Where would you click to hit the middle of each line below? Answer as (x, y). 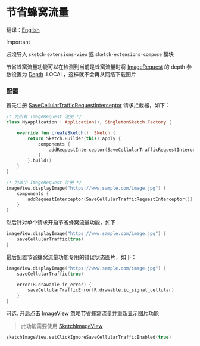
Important (18, 42)
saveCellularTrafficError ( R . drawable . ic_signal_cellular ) (101, 290)
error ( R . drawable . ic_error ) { (54, 285)
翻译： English (23, 30)
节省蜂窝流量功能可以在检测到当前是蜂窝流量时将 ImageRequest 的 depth (96, 67)
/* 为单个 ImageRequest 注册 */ (44, 183)
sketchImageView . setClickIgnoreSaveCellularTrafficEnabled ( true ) (89, 338)
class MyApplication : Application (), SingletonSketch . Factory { (89, 122)
